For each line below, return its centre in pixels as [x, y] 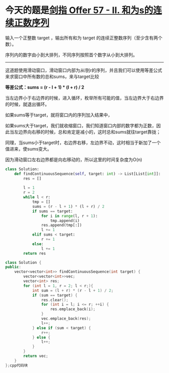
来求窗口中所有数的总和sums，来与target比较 [52, 77]
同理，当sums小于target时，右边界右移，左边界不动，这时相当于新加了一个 [83, 142]
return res [35, 253]
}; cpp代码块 [17, 365]
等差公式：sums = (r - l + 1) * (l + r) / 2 [45, 87]
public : [13, 267]
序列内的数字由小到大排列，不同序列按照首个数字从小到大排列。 [71, 55]
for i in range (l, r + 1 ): [69, 216]
